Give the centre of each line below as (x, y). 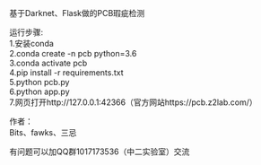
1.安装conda (31, 43)
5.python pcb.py (39, 82)
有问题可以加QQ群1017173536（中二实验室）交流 (100, 152)
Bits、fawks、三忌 (43, 132)
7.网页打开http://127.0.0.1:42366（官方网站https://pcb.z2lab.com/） (133, 102)
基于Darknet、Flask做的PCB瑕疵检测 (77, 13)
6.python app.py (39, 91)
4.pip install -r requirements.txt (66, 73)
